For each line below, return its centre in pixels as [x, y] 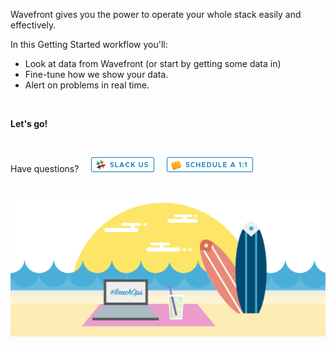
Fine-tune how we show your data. [96, 74]
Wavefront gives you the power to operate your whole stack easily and [156, 14]
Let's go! [29, 123]
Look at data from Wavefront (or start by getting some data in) [153, 63]
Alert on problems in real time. [87, 85]
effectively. [33, 25]
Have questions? [45, 168]
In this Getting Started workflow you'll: [89, 44]
